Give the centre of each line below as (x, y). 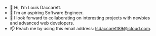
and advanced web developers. (42, 23)
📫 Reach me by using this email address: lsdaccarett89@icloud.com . (80, 28)
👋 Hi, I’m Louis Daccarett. (36, 8)
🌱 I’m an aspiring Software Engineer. (47, 13)
